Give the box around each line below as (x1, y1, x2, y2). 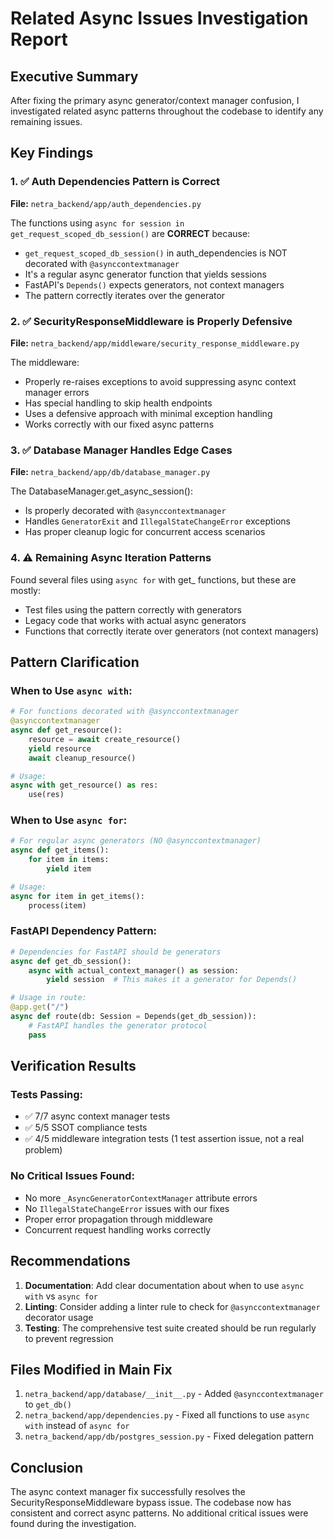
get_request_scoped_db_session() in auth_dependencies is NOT (24, 247, 288, 259)
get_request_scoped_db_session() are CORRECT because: (10, 227, 251, 239)
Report (10, 28, 68, 51)
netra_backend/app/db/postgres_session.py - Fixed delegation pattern (24, 1430, 314, 1442)
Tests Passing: (10, 1088, 84, 1102)
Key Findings (10, 145, 94, 162)
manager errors (24, 386, 90, 398)
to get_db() (24, 1398, 72, 1411)
